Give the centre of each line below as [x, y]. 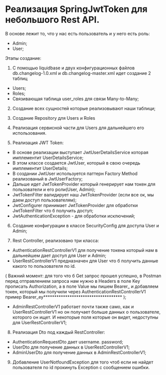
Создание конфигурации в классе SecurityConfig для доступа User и [86, 225]
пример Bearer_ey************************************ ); [66, 297]
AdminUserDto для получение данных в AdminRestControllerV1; [79, 352]
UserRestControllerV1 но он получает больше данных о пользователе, [86, 312]
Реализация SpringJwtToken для [77, 9]
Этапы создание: [23, 58]
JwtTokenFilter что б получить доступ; [53, 210]
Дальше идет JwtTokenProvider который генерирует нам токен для [84, 184]
